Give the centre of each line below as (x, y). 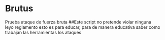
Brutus (19, 9)
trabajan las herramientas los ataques (43, 32)
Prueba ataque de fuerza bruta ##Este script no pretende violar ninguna (78, 22)
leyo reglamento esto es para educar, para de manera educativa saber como (83, 27)
